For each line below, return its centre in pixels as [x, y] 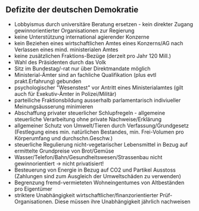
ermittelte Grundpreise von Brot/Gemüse [64, 151]
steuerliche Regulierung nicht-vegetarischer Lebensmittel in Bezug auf [101, 144]
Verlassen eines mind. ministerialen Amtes [66, 49]
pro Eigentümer [33, 189]
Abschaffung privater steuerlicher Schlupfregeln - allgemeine [89, 113]
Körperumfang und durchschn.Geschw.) [63, 138]
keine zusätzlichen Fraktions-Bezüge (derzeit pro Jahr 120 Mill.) [92, 55]
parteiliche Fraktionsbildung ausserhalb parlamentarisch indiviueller [97, 100]
